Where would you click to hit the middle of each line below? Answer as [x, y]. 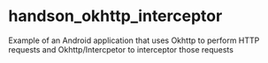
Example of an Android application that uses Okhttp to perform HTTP [134, 40]
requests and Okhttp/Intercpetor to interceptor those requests [121, 49]
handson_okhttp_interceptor [115, 16]
